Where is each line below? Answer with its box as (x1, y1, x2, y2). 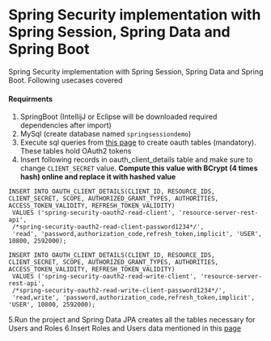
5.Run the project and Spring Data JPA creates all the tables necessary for (8, 315, 256, 325)
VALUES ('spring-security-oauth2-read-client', (11, 208, 176, 217)
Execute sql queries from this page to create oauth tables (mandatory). (19, 137, 256, 147)
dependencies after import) (19, 120, 112, 130)
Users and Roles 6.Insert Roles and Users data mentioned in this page (8, 323, 241, 333)
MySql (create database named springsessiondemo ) (19, 129, 192, 139)
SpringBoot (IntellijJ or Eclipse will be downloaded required (19, 112, 218, 122)
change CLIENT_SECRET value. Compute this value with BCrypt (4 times (19, 163, 258, 173)
